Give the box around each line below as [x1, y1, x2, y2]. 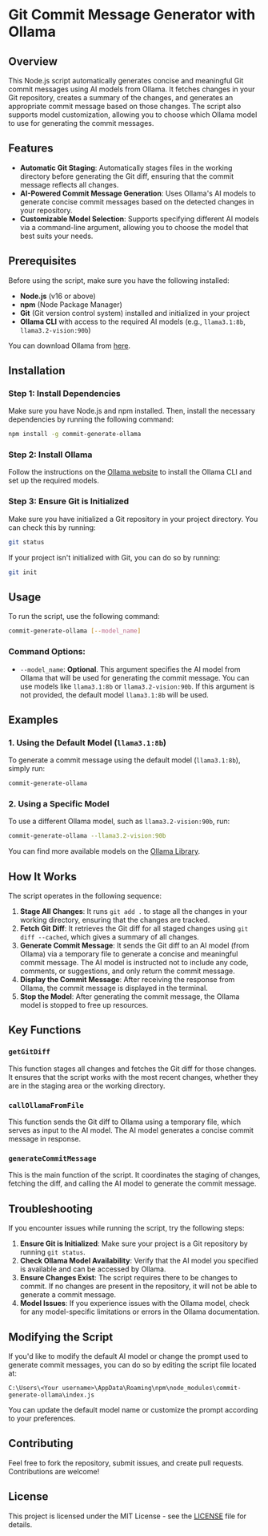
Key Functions [8, 1024, 82, 1037]
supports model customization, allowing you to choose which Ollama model [8, 110, 258, 119]
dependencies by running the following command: [8, 414, 174, 424]
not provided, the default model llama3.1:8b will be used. [19, 689, 210, 699]
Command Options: [8, 646, 86, 657]
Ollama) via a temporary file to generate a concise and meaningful [19, 949, 238, 959]
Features [8, 142, 54, 156]
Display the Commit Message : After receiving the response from [19, 975, 235, 984]
